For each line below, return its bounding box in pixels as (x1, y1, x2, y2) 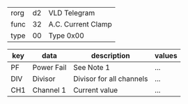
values (154, 51, 178, 60)
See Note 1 (72, 63, 110, 72)
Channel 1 (32, 85, 66, 95)
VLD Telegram (48, 8, 95, 17)
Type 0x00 (48, 31, 85, 40)
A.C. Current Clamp (48, 20, 113, 29)
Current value (72, 85, 118, 95)
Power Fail (32, 63, 67, 72)
